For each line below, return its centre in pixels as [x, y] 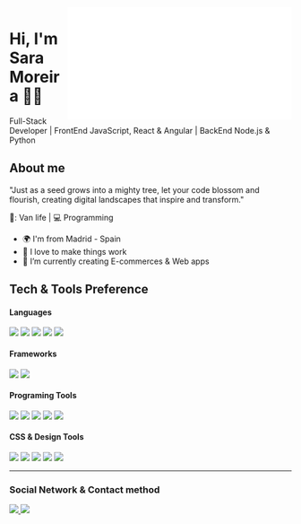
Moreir [34, 77]
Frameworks [33, 354]
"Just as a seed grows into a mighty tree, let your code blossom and [134, 189]
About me [37, 168]
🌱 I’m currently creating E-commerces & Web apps [116, 261]
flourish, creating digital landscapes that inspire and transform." [127, 199]
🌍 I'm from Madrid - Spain [71, 239]
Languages [30, 312]
